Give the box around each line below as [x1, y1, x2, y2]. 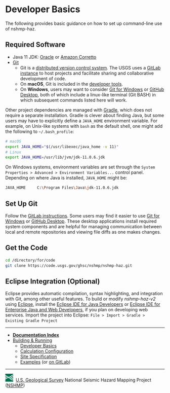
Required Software [5, 41, 66, 49]
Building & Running [12, 337, 52, 343]
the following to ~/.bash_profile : [5, 128, 74, 134]
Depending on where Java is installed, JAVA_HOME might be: [5, 175, 127, 181]
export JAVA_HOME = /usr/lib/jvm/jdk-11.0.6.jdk [5, 155, 105, 160]
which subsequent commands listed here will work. [20, 97, 127, 103]
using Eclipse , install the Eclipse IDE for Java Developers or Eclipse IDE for [5, 301, 160, 307]
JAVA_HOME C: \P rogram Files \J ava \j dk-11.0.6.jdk [5, 185, 119, 191]
